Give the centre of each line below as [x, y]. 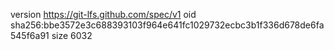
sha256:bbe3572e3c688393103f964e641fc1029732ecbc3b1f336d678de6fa [167, 25]
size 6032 [72, 35]
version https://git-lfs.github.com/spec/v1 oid [103, 14]
